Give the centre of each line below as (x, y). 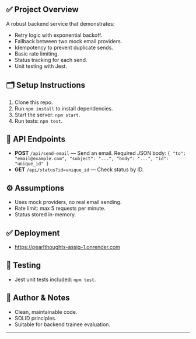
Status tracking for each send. (51, 60)
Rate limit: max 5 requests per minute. (60, 208)
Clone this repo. (34, 102)
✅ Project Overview (42, 10)
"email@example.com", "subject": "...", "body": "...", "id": (92, 159)
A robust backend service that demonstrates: (60, 23)
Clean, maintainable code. (46, 312)
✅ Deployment (33, 233)
